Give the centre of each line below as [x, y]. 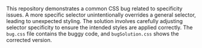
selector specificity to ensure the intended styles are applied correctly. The [99, 27]
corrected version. [29, 40]
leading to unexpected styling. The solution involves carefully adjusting [94, 21]
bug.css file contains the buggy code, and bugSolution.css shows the [93, 34]
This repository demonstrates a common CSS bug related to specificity [94, 9]
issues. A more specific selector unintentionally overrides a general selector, [101, 15]
